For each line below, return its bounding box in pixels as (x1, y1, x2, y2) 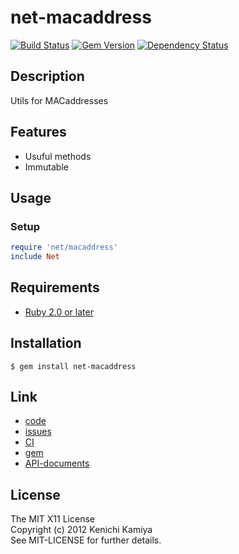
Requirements (10, 279, 100, 296)
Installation (10, 335, 82, 352)
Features (10, 124, 67, 141)
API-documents (24, 457, 90, 470)
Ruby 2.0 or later (24, 306, 94, 318)
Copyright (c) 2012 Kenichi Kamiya (10, 524, 153, 536)
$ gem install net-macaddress (10, 361, 137, 371)
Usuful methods (24, 150, 92, 162)
